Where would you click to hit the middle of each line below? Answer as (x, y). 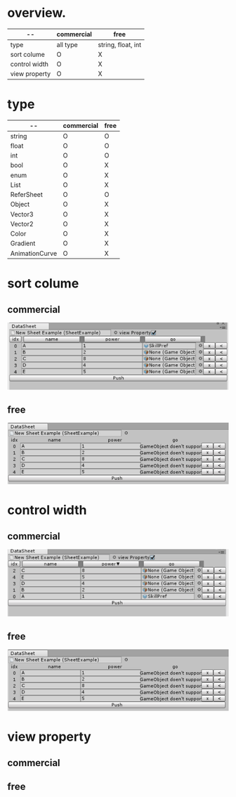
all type (67, 44)
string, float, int (120, 44)
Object (20, 205)
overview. (37, 13)
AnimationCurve (34, 253)
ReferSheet (27, 195)
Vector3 (22, 214)
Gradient (23, 243)
